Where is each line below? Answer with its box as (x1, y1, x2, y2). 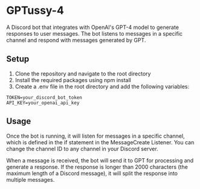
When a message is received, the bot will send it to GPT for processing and (6, 156, 194, 164)
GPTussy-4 (6, 4, 65, 18)
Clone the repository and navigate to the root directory (15, 70, 151, 77)
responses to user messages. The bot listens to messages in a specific (6, 30, 183, 37)
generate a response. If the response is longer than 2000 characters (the (6, 163, 189, 170)
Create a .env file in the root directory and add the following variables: (15, 83, 190, 90)
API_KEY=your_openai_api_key (6, 100, 80, 106)
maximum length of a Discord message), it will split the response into (6, 170, 178, 177)
